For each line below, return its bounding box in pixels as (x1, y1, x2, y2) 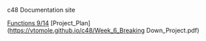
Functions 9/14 (7, 19, 50, 27)
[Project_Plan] (50, 19, 91, 27)
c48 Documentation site (7, 6, 76, 14)
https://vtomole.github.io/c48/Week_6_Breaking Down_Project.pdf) (9, 27, 200, 34)
